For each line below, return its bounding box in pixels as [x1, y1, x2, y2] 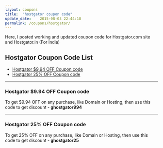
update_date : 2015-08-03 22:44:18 [5, 16, 81, 21]
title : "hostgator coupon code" [5, 12, 73, 17]
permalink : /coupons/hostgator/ [5, 20, 70, 26]
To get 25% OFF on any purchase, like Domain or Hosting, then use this [5, 132, 148, 138]
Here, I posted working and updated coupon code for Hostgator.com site [5, 34, 150, 40]
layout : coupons [5, 7, 38, 12]
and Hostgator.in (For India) [5, 39, 60, 45]
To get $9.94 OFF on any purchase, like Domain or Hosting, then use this [5, 99, 151, 105]
